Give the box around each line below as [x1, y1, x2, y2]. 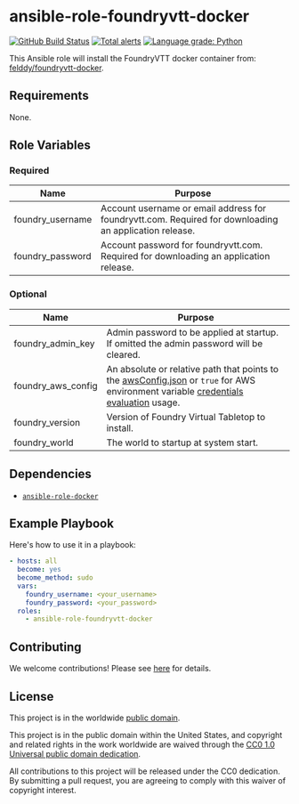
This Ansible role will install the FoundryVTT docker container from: [9, 53, 256, 63]
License [9, 688, 54, 704]
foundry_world [13, 436, 74, 449]
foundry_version [13, 416, 81, 428]
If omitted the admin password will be [106, 337, 263, 349]
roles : [17, 606, 42, 615]
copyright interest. [9, 784, 77, 795]
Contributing [9, 639, 82, 654]
